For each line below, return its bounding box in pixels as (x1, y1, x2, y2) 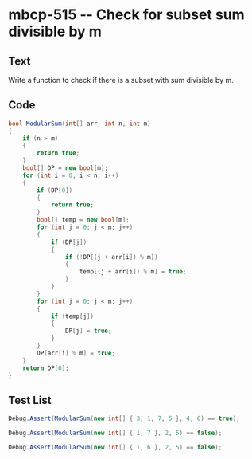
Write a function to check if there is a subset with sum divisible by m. (8, 76, 235, 84)
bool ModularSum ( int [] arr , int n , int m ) (8, 120, 151, 127)
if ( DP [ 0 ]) (37, 186, 73, 194)
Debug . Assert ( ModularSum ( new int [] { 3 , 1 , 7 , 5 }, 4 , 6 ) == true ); (8, 414, 240, 423)
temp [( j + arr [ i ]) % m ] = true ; (79, 268, 187, 276)
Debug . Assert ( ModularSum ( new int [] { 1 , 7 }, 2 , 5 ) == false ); (8, 429, 223, 437)
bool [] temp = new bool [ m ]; (37, 216, 130, 224)
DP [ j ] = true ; (64, 327, 112, 335)
